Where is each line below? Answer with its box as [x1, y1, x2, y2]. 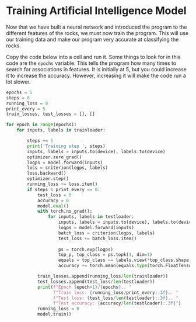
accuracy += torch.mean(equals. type [58, 263, 148, 269]
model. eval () [37, 203, 69, 209]
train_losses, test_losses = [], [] [6, 111, 95, 117]
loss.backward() [27, 171, 66, 176]
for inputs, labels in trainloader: [16, 127, 106, 133]
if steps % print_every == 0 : [27, 186, 100, 192]
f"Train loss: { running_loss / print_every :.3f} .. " [52, 289, 179, 296]
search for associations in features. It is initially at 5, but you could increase [6, 65, 187, 72]
